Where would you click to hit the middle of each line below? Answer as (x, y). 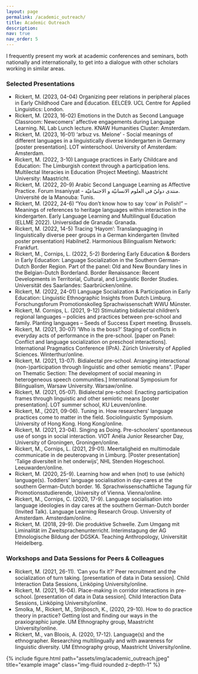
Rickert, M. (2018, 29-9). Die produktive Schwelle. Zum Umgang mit (97, 524)
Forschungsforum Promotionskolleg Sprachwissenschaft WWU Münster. (103, 304)
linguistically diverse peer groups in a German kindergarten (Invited (97, 235)
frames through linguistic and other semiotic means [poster (87, 399)
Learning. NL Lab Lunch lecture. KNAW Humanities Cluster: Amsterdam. (103, 128)
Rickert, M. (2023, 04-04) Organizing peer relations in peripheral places (102, 97)
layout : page (22, 12)
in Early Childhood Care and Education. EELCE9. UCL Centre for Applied (103, 103)
